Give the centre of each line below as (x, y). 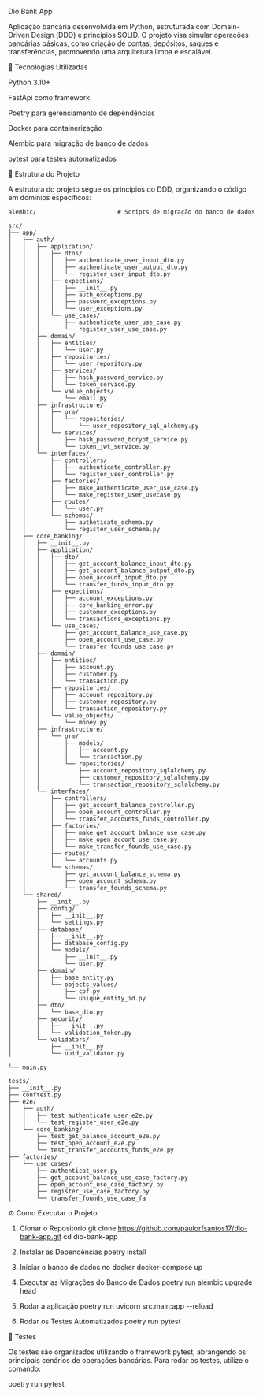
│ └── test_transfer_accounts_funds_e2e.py (91, 1150)
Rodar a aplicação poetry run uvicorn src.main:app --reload (117, 1306)
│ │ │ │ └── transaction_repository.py (88, 709)
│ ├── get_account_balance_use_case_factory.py (98, 1178)
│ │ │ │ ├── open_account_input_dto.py (88, 578)
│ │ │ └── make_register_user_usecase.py (94, 495)
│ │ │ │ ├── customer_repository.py (82, 702)
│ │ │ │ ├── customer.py (63, 674)
